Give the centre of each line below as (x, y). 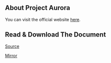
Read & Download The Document (55, 35)
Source (12, 46)
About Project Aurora (38, 8)
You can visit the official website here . (43, 19)
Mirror (11, 55)
